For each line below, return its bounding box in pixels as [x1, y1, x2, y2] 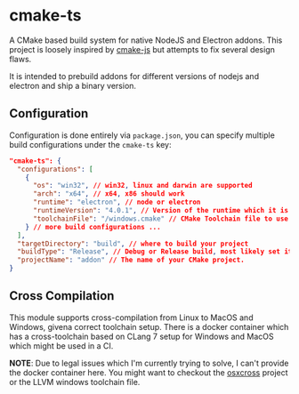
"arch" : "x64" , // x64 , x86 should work [32, 189, 185, 198]
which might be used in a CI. [9, 340, 114, 351]
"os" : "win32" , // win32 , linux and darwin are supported [32, 181, 253, 190]
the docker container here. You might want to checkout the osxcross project [9, 366, 288, 378]
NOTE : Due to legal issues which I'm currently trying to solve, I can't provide [9, 358, 289, 368]
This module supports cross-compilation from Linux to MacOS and [9, 312, 254, 323]
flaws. [9, 53, 32, 64]
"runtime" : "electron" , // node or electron [32, 197, 201, 207]
